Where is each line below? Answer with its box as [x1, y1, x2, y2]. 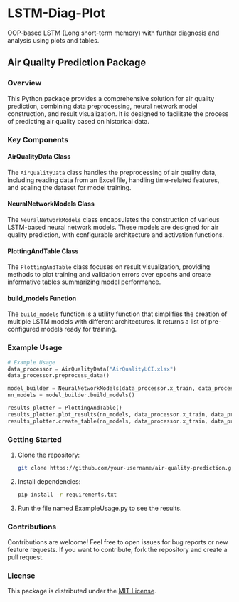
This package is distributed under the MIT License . [7, 587, 156, 596]
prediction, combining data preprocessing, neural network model [7, 102, 198, 110]
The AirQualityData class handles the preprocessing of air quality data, [7, 168, 217, 176]
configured [7, 325, 40, 334]
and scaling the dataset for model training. [7, 183, 132, 191]
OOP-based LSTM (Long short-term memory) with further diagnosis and [7, 28, 220, 37]
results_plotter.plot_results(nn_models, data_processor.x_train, [7, 411, 208, 418]
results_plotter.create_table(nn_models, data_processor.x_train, [7, 418, 208, 425]
